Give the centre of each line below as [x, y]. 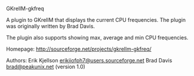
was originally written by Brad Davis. [51, 26]
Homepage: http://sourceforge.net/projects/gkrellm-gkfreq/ [79, 49]
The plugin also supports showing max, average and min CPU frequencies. [97, 37]
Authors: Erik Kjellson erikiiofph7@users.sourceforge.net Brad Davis [89, 60]
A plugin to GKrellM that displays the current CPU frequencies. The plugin [96, 20]
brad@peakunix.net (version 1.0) [46, 67]
